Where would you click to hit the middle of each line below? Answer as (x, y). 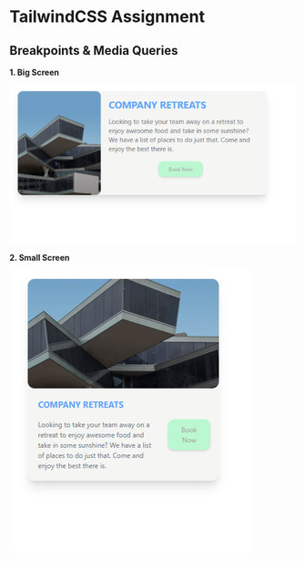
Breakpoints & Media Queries (94, 51)
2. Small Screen (40, 258)
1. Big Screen (34, 72)
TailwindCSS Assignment (107, 17)
